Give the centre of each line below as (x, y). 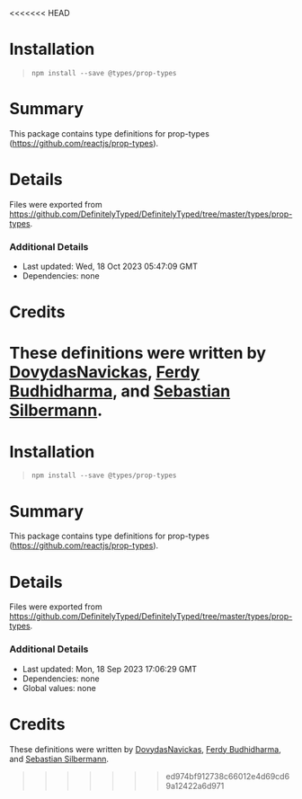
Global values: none (59, 688)
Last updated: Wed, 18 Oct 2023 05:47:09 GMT (110, 266)
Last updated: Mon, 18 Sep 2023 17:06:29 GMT (110, 669)
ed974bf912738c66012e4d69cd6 (228, 776)
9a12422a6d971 (195, 786)
